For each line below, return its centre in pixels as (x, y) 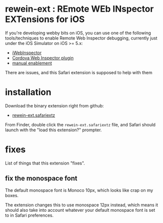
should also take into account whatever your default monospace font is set (80, 210)
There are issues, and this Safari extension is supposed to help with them (79, 72)
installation (28, 92)
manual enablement (32, 63)
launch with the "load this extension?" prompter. (53, 130)
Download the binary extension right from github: (54, 105)
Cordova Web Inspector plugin (43, 58)
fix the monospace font (41, 178)
